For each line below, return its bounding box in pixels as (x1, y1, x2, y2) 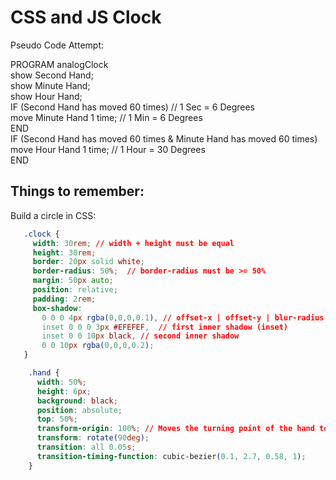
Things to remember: (10, 183, 145, 200)
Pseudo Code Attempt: (10, 39, 104, 51)
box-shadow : (32, 303, 83, 313)
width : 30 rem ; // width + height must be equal (32, 238, 235, 248)
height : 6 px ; (36, 386, 92, 396)
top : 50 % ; (36, 414, 78, 425)
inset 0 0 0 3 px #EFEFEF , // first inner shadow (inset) (41, 322, 289, 332)
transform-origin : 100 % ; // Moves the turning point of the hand (36, 424, 315, 434)
